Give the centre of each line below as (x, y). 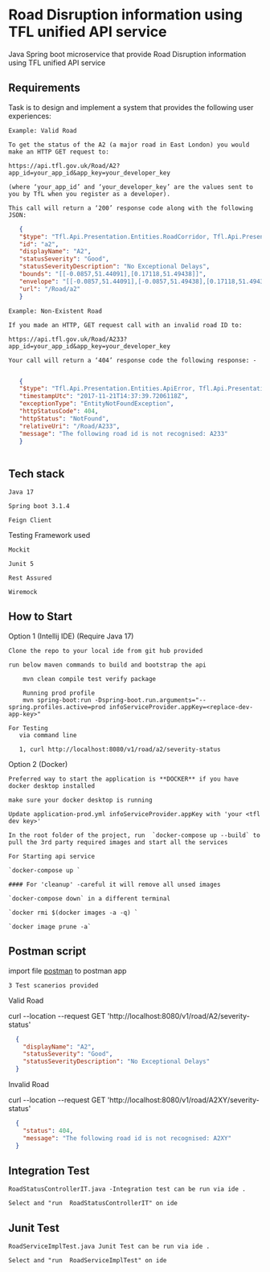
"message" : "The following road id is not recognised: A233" (123, 433)
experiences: (30, 116)
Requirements (44, 88)
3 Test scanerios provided (53, 985)
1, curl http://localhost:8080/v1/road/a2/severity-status (120, 749)
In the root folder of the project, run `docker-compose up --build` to (135, 835)
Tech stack (37, 473)
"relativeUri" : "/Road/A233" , (70, 426)
